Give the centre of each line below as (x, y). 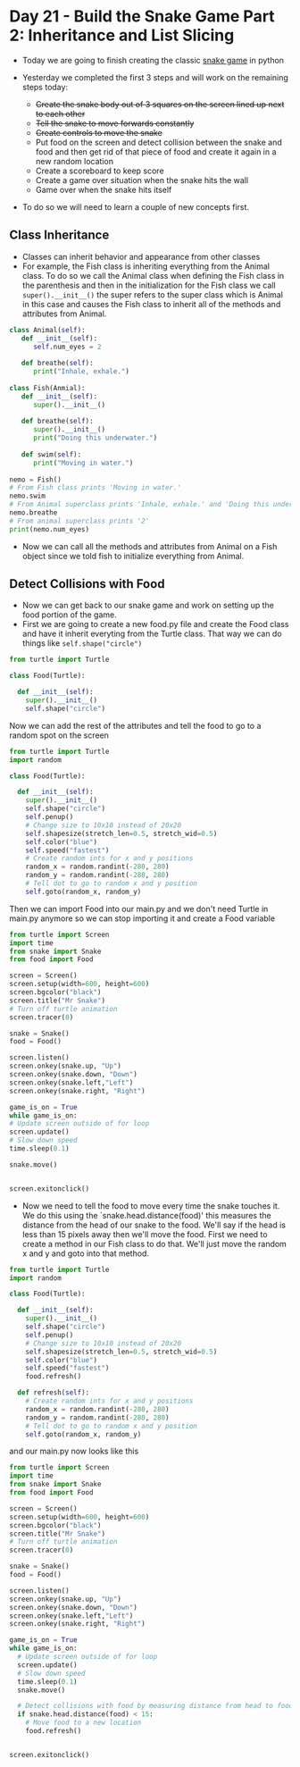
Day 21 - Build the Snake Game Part (142, 17)
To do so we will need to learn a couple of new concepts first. (136, 206)
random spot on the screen (59, 735)
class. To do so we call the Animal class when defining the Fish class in (153, 275)
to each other (60, 113)
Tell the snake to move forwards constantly (115, 123)
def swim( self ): (51, 454)
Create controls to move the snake (99, 132)
